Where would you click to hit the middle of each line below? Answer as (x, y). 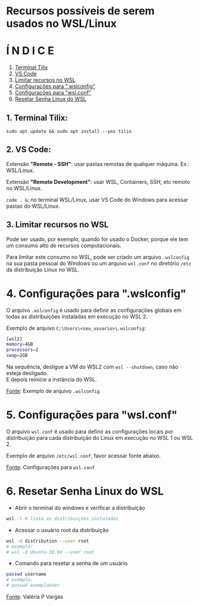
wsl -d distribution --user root (48, 541)
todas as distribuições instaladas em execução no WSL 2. (77, 316)
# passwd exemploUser (33, 585)
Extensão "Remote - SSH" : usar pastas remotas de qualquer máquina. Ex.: (98, 164)
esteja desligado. (27, 373)
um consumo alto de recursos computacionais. (64, 245)
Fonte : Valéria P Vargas (35, 597)
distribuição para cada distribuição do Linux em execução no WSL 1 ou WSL (100, 438)
